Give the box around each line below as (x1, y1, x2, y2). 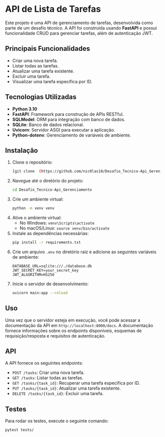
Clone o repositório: (12, 159, 53, 166)
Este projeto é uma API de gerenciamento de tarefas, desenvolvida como (5, 20, 154, 26)
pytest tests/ (5, 428, 34, 433)
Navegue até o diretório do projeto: (12, 178, 84, 184)
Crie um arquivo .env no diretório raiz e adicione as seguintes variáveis (12, 249, 157, 255)
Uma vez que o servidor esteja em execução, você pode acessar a (5, 317, 140, 323)
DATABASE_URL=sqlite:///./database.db (12, 264, 92, 269)
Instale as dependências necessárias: (12, 231, 89, 236)
